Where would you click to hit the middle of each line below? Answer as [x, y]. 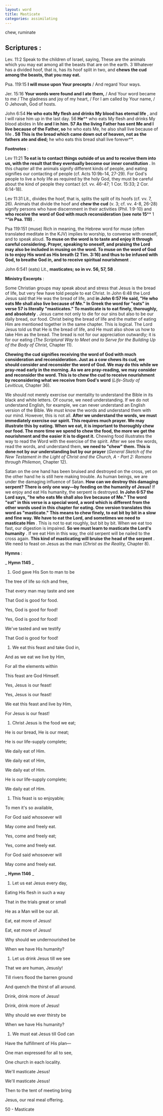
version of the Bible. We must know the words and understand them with [78, 410]
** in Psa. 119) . [20, 219]
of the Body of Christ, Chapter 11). [39, 345]
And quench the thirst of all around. [41, 987]
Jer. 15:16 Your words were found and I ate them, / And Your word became [80, 94]
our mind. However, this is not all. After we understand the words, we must [81, 415]
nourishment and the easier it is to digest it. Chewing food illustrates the [79, 436]
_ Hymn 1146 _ [20, 874]
